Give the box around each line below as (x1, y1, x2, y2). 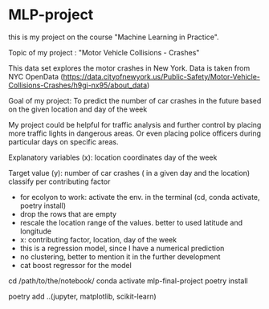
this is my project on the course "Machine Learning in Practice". (8, 32, 219, 42)
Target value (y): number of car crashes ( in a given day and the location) (8, 168, 251, 177)
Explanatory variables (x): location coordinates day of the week (8, 152, 218, 162)
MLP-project (8, 6, 94, 24)
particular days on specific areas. (8, 136, 119, 146)
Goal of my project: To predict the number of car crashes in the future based (8, 96, 262, 105)
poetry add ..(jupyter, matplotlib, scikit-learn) (8, 291, 157, 301)
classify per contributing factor (8, 177, 111, 186)
